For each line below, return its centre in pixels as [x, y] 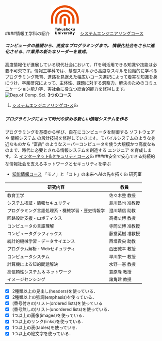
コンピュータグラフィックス [35, 233]
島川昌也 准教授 [124, 203]
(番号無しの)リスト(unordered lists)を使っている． [62, 309]
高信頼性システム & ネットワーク [39, 272]
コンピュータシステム [28, 256]
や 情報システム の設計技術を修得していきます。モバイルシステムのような [78, 138]
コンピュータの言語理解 [31, 226]
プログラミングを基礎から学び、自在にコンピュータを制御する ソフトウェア [80, 132]
